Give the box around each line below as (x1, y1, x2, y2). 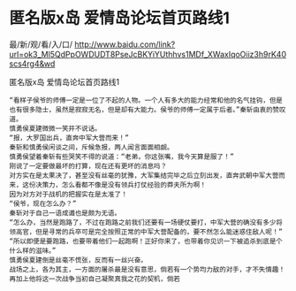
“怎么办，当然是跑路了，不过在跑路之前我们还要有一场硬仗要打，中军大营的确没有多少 (9, 218, 277, 226)
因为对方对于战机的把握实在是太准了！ (9, 189, 128, 199)
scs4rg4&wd (9, 58, 56, 69)
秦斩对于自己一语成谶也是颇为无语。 (9, 209, 122, 218)
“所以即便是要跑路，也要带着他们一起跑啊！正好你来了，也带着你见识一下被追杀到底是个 (9, 236, 283, 246)
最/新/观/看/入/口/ (9, 39, 73, 50)
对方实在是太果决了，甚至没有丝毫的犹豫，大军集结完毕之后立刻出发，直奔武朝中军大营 (9, 171, 279, 180)
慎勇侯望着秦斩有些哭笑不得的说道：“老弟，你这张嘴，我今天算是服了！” (9, 152, 234, 161)
